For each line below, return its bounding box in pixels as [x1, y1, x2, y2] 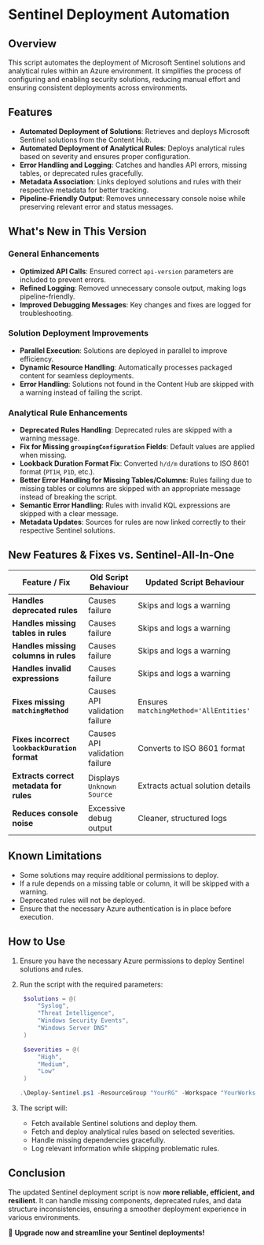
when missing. [19, 451, 67, 460]
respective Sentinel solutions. [19, 526, 115, 535]
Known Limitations [8, 849, 102, 863]
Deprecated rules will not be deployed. [19, 895, 145, 905]
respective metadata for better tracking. [19, 185, 149, 195]
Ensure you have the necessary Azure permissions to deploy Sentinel [19, 956, 245, 965]
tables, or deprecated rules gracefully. [19, 168, 144, 178]
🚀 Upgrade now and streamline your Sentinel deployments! [8, 1228, 205, 1237]
